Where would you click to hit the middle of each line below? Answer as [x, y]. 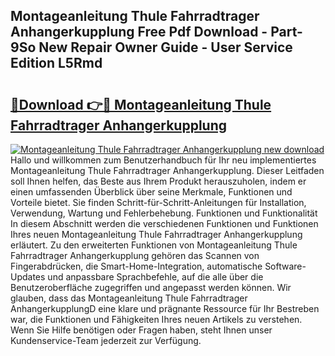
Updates [28, 277]
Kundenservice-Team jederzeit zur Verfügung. [106, 340]
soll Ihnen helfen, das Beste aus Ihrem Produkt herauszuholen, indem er [158, 181]
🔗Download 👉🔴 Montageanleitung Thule [141, 104]
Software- [285, 266]
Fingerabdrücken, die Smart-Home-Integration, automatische [136, 266]
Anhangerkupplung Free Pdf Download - [139, 32]
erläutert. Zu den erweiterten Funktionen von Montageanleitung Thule [154, 245]
